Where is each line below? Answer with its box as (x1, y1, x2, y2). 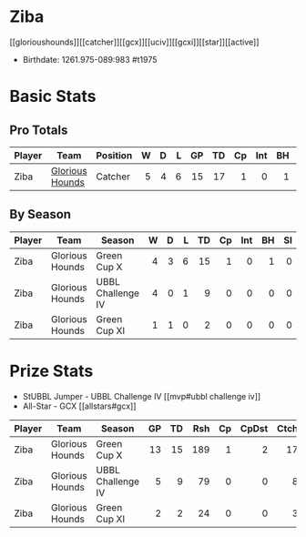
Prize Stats (9, 360, 94, 381)
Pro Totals (9, 122, 68, 137)
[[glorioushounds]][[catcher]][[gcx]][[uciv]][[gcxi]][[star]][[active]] (9, 36, 260, 47)
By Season (9, 207, 71, 222)
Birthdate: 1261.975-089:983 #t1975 (22, 54, 158, 65)
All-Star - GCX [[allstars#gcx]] (22, 400, 137, 411)
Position (96, 148, 133, 161)
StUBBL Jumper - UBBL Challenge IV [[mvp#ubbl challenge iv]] (22, 390, 261, 401)
